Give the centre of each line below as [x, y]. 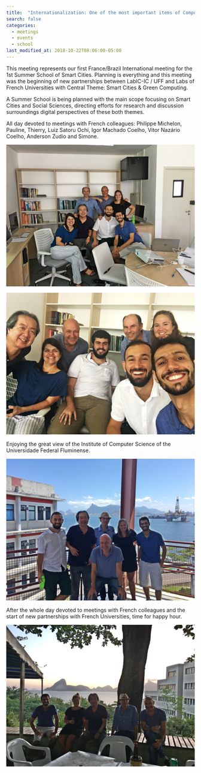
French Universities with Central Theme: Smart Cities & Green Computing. [97, 88]
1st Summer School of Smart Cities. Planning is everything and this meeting [99, 74]
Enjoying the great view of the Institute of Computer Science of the [89, 444]
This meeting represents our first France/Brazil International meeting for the [99, 68]
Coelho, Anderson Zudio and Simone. [52, 136]
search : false [24, 19]
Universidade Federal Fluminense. [48, 450]
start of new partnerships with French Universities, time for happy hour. [94, 616]
